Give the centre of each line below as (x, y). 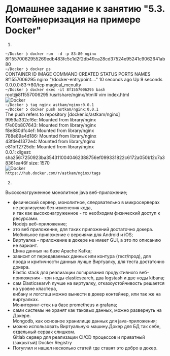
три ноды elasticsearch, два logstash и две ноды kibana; (104, 278)
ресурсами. (25, 218)
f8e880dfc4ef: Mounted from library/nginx (50, 131)
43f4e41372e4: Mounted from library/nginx (50, 141)
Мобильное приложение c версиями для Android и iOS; (73, 235)
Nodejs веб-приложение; (40, 223)
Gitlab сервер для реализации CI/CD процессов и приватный (79, 337)
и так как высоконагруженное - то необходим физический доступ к (86, 213)
